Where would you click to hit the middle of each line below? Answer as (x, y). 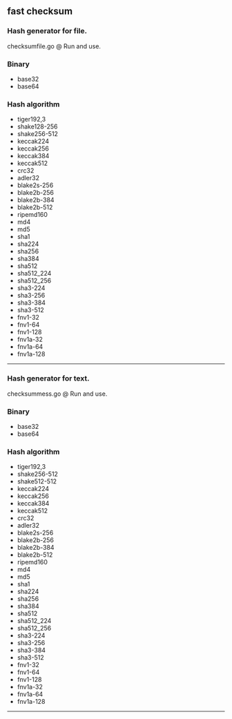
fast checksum (40, 11)
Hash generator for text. (48, 378)
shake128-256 (37, 126)
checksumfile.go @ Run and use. (54, 46)
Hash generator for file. (47, 31)
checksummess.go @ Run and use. (57, 394)
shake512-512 (37, 481)
